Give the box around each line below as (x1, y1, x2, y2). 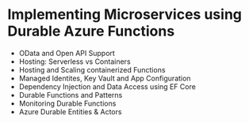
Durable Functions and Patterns (18, 90, 123, 99)
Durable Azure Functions (7, 22, 175, 40)
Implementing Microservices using (7, 6, 243, 24)
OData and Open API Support (18, 48, 116, 58)
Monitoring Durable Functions (18, 99, 117, 108)
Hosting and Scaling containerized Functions (18, 65, 166, 74)
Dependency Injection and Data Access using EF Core (18, 81, 196, 91)
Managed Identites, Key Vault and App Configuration (18, 73, 191, 83)
